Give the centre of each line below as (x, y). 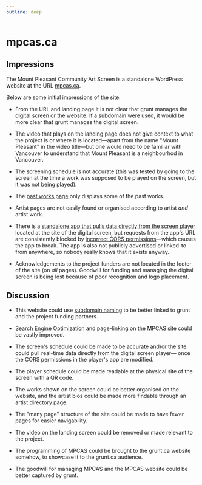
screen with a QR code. (44, 378)
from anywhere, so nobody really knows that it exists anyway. (92, 252)
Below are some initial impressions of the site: (64, 97)
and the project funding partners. (56, 317)
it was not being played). (46, 184)
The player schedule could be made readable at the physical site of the (104, 371)
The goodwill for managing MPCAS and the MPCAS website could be (101, 469)
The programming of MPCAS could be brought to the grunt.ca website (103, 451)
